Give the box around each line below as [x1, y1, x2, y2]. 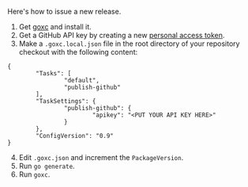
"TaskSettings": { [36, 97, 96, 105]
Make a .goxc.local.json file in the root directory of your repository [18, 39, 240, 48]
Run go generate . [18, 162, 76, 170]
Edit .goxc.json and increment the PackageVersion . [18, 153, 184, 162]
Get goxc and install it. [18, 22, 92, 31]
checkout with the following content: [18, 48, 138, 56]
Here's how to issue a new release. [7, 7, 122, 16]
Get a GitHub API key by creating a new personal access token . [18, 31, 225, 40]
